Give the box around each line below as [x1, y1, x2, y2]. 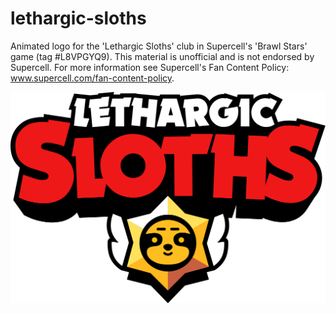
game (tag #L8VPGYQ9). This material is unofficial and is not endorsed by [10, 50, 315, 62]
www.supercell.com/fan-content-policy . [10, 72, 175, 84]
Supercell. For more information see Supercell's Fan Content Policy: [10, 61, 290, 73]
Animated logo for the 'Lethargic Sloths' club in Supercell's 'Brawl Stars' [10, 40, 308, 52]
